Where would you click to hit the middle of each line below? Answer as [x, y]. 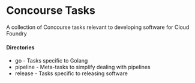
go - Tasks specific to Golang [51, 61]
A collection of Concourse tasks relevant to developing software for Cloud [98, 27]
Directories [20, 47]
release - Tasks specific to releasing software [71, 73]
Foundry [16, 33]
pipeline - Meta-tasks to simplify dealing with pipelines [83, 67]
